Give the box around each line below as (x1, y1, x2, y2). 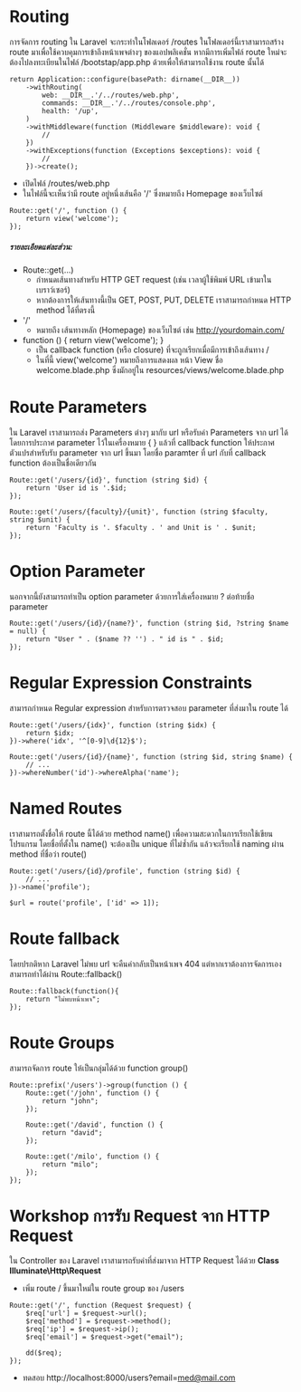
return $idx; (25, 728, 75, 737)
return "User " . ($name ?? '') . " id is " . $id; (25, 634, 224, 644)
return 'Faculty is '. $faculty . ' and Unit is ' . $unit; (25, 523, 257, 532)
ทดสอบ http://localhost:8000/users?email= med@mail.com (22, 1372, 236, 1383)
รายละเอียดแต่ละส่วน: (9, 241, 73, 252)
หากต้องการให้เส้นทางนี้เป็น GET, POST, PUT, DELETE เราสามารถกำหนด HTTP (35, 294, 292, 305)
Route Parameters (9, 397, 147, 418)
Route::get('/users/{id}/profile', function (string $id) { (9, 867, 241, 876)
